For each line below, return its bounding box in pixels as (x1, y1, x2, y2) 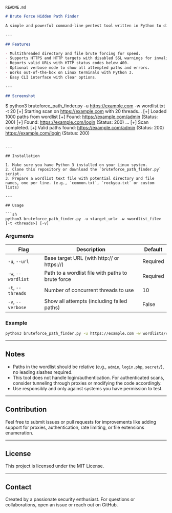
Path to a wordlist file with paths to (44, 269, 127, 276)
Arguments (5, 233, 34, 240)
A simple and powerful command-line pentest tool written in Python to (5, 23, 161, 28)
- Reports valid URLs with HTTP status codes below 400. (5, 61, 130, 66)
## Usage (5, 203, 24, 208)
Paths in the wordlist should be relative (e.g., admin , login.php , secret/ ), (12, 364, 164, 370)
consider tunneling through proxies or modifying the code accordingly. (12, 380, 162, 386)
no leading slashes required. (12, 369, 73, 375)
